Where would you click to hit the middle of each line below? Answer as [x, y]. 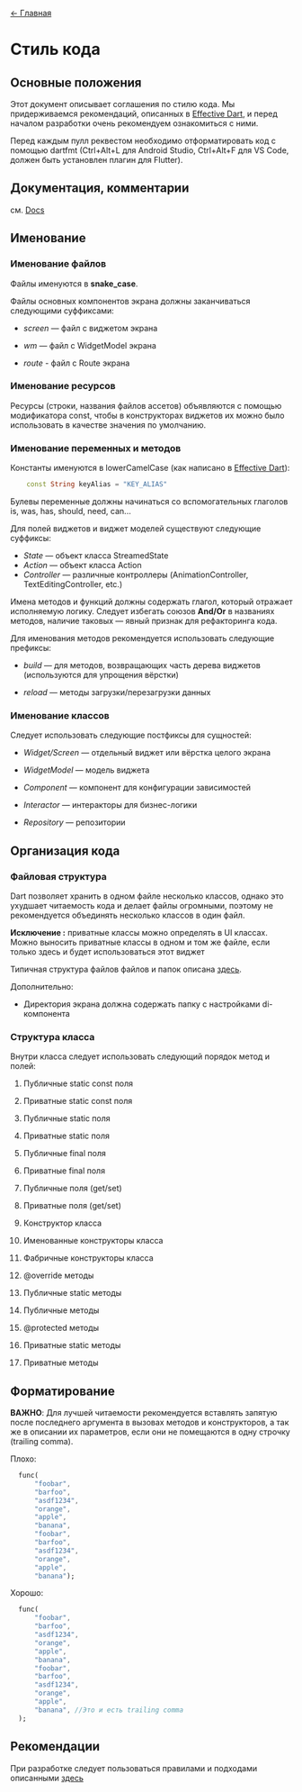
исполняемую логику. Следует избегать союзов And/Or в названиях [142, 611]
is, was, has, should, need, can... [71, 511]
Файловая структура [58, 876]
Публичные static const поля [78, 1083]
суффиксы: [31, 538]
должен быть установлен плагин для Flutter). [97, 160]
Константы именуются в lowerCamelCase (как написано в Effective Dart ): [150, 468]
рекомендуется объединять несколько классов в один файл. [128, 915]
